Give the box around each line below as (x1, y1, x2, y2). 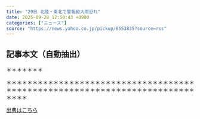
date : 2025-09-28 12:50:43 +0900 (6, 14, 90, 20)
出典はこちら (6, 106, 38, 114)
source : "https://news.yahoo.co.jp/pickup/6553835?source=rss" (6, 25, 167, 32)
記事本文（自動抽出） (6, 49, 85, 59)
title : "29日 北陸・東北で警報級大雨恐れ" (6, 8, 101, 15)
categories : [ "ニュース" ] (6, 20, 67, 26)
